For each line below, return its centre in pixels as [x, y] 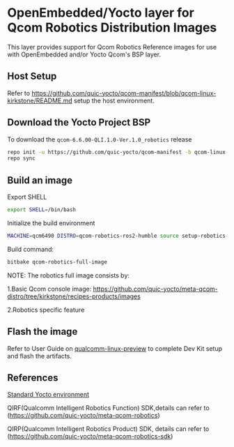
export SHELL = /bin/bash [42, 210]
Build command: [31, 249]
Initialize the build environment [51, 223]
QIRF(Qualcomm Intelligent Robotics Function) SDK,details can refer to [109, 408]
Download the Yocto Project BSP [79, 122]
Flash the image [42, 332]
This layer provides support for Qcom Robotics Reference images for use [112, 47]
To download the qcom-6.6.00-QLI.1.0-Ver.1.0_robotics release [100, 139]
